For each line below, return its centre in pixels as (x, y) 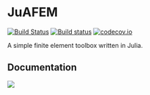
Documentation (42, 68)
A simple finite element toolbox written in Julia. (75, 45)
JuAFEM (33, 12)
